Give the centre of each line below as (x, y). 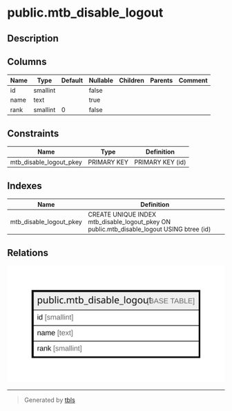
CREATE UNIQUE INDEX (122, 214)
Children (132, 80)
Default (72, 80)
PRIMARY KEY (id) (160, 162)
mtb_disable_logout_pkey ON (129, 221)
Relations (28, 253)
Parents (162, 80)
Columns (27, 61)
